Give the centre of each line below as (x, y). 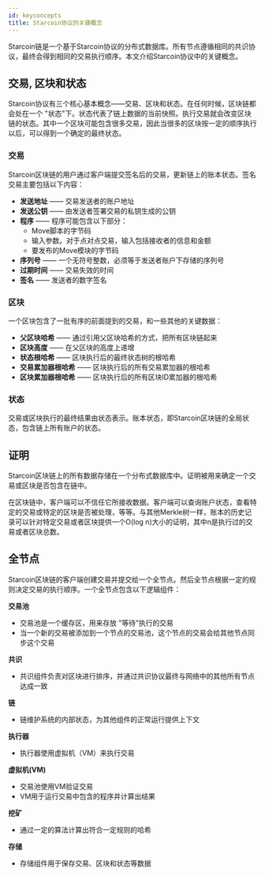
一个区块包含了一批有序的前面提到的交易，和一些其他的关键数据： (115, 321)
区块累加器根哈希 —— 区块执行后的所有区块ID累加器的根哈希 (118, 377)
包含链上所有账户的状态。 (63, 428)
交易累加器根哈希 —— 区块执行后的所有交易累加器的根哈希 (115, 367)
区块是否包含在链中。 (56, 486)
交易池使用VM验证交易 (56, 786)
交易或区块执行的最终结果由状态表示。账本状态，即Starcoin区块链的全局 (125, 418)
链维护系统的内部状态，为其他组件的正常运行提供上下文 (109, 719)
